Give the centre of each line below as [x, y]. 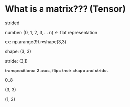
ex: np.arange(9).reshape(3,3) [36, 42]
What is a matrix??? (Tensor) [65, 9]
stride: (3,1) [17, 61]
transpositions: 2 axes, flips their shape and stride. [57, 71]
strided [12, 23]
